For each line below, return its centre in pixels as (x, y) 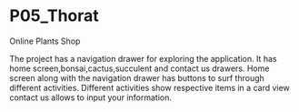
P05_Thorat (55, 16)
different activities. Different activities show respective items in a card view (150, 87)
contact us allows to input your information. (91, 97)
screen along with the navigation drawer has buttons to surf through (137, 77)
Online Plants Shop (45, 41)
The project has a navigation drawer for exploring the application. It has (143, 58)
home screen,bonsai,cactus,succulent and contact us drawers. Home (140, 68)
